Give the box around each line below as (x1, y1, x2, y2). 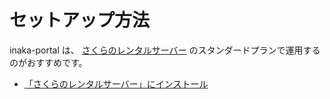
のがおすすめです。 (9, 56, 88, 68)
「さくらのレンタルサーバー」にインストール (23, 77, 209, 90)
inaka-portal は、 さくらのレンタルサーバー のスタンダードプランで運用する (9, 44, 321, 56)
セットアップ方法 (9, 9, 151, 32)
